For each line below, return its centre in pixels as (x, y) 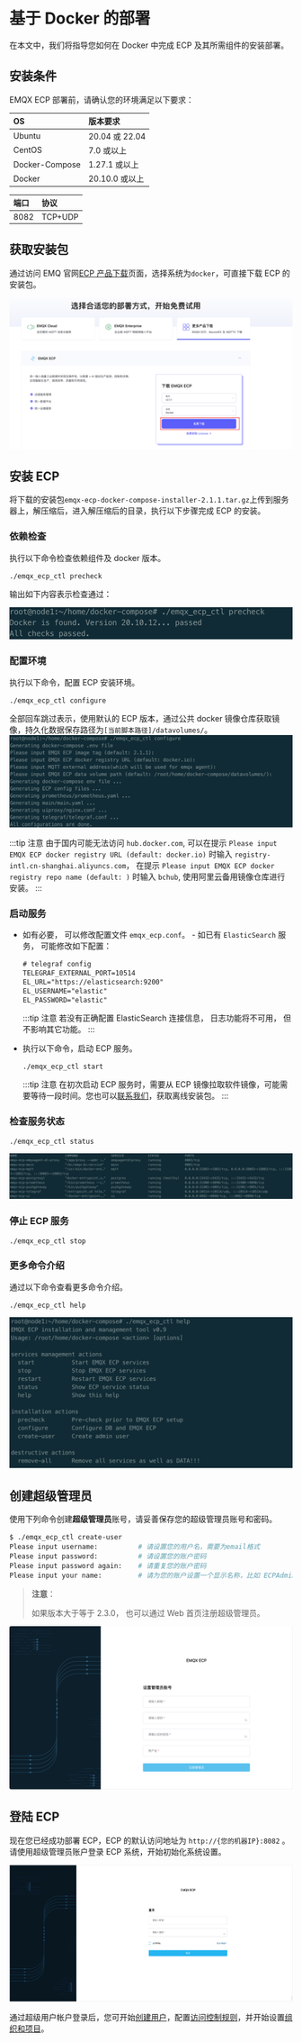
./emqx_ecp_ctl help (48, 1305)
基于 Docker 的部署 (80, 18)
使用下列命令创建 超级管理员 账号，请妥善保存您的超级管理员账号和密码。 (143, 1520)
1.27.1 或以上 (114, 164)
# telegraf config (57, 965)
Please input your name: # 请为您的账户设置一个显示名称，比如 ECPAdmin (153, 1575)
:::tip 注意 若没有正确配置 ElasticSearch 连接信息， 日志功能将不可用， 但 (157, 1018)
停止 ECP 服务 (39, 1221)
